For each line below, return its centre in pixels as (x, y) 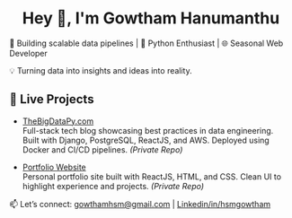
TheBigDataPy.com (58, 121)
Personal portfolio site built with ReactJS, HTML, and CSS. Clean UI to (151, 176)
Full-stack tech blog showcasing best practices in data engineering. (148, 130)
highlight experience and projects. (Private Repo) (113, 186)
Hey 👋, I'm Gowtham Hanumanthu (151, 18)
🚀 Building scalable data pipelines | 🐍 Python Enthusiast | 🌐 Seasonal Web (146, 43)
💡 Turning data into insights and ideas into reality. (101, 70)
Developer (28, 53)
